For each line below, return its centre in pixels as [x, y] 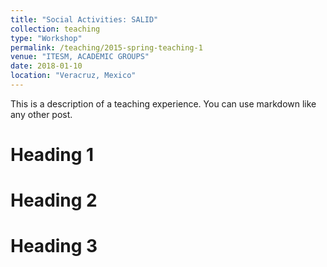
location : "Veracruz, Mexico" [73, 76]
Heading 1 [52, 155]
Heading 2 [54, 200]
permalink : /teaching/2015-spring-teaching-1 [106, 47]
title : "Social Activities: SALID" [84, 19]
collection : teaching [55, 29]
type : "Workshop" [46, 38]
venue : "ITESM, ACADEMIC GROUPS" [80, 57]
